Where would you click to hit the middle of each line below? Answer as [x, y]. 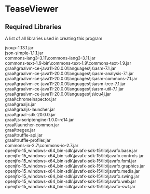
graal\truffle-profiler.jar [28, 140]
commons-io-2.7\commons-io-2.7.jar [42, 145]
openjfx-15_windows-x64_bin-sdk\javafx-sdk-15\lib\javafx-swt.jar [70, 187]
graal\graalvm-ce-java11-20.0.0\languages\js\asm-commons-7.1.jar [71, 79]
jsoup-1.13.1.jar [19, 48]
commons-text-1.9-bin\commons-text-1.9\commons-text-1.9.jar [68, 63]
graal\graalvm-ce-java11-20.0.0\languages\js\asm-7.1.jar [61, 68]
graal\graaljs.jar [20, 104]
